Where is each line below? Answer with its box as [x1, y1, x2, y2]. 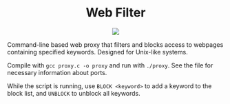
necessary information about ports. [7, 68, 107, 76]
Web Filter [85, 5, 146, 21]
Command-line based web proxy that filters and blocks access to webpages [7, 40, 224, 49]
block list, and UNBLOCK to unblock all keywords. [7, 89, 141, 97]
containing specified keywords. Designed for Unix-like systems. [7, 48, 188, 56]
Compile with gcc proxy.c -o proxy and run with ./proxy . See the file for [7, 61, 213, 70]
